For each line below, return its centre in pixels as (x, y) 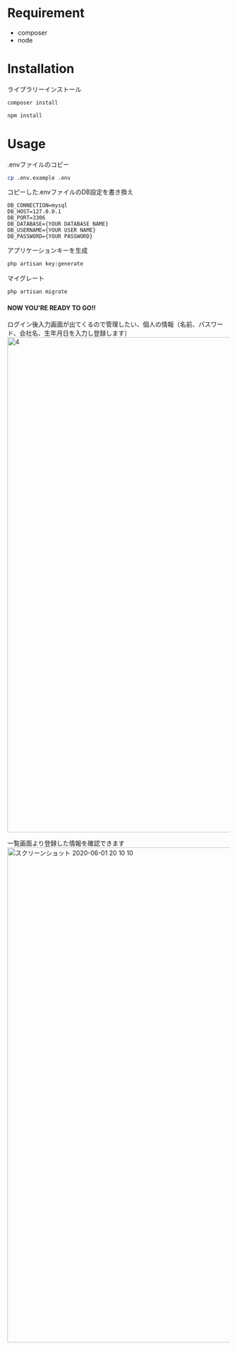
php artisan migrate (38, 292)
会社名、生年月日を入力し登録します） (75, 333)
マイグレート (26, 278)
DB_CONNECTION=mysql (38, 206)
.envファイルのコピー (38, 164)
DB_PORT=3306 (26, 218)
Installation (41, 69)
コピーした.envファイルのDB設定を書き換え (71, 192)
